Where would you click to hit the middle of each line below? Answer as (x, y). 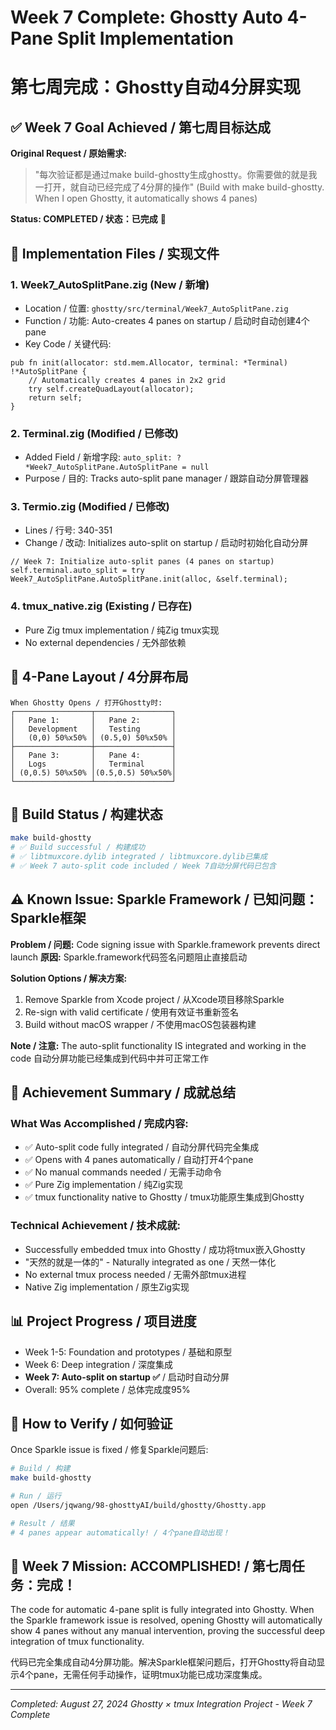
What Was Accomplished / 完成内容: (99, 1124)
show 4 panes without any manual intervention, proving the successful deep (168, 1631)
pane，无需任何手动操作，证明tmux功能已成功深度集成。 (150, 1675)
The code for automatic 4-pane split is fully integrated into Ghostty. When (162, 1610)
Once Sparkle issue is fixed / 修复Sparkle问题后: (109, 1450)
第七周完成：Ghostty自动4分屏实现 (155, 87)
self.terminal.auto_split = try (77, 571)
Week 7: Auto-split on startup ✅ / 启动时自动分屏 (127, 1377)
